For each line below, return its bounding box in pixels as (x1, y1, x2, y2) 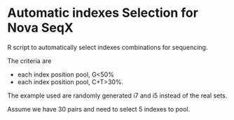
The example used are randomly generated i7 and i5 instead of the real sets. (7, 91, 228, 100)
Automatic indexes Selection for (7, 5, 198, 21)
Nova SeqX (7, 20, 74, 36)
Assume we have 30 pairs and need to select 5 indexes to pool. (7, 105, 191, 113)
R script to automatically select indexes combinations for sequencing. (7, 43, 208, 51)
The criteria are (7, 56, 52, 65)
